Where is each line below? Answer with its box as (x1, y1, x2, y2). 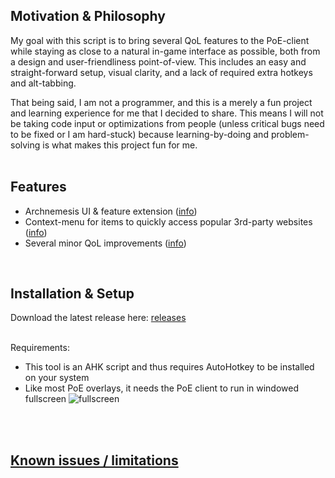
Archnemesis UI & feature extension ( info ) (24, 205, 198, 217)
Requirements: (10, 342, 70, 354)
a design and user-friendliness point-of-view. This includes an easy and (10, 55, 307, 68)
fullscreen (24, 393, 67, 405)
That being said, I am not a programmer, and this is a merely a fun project (10, 96, 313, 108)
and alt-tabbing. (10, 77, 77, 89)
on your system (24, 372, 90, 384)
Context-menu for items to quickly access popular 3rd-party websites (24, 215, 313, 228)
